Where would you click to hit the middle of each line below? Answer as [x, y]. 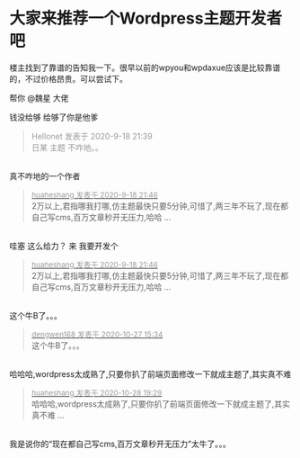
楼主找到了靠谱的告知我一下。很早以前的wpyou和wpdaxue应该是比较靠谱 [145, 67]
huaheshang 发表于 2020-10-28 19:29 [97, 393]
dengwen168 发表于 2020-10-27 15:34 [97, 334]
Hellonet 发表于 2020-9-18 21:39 [92, 136]
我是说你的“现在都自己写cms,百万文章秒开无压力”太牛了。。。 [120, 444]
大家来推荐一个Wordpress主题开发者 [146, 18]
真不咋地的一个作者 [45, 175]
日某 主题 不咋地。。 [67, 147]
